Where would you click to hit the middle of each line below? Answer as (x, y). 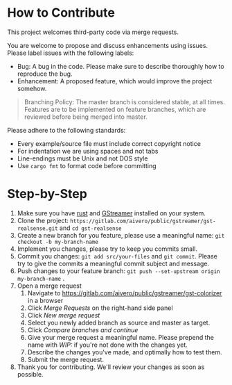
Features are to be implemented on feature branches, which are (115, 109)
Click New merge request (64, 315)
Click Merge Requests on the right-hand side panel (100, 308)
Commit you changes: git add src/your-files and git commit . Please (117, 256)
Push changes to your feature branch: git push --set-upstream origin (118, 271)
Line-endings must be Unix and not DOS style (82, 158)
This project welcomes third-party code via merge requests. (93, 32)
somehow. (32, 88)
